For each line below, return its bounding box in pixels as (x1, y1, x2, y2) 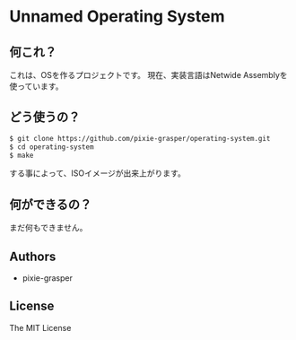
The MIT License (9, 322, 72, 333)
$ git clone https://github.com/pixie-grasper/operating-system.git (9, 134, 271, 143)
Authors (9, 248, 57, 264)
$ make (9, 151, 34, 160)
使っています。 (9, 81, 64, 92)
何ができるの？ (9, 196, 92, 212)
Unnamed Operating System (9, 6, 225, 27)
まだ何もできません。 (9, 222, 88, 233)
